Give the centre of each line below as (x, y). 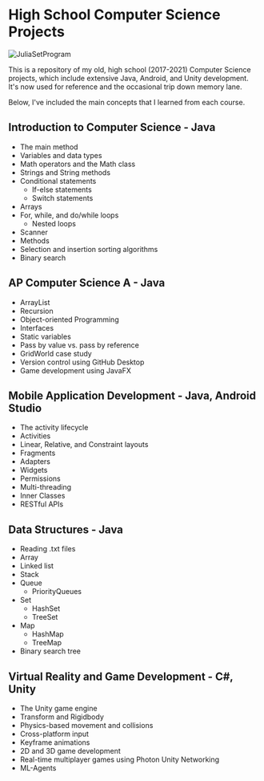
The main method (49, 147)
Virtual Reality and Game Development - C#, (121, 676)
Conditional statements (58, 181)
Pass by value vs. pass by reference (80, 345)
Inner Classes (42, 496)
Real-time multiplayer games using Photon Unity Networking (120, 759)
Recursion (36, 311)
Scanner (34, 232)
